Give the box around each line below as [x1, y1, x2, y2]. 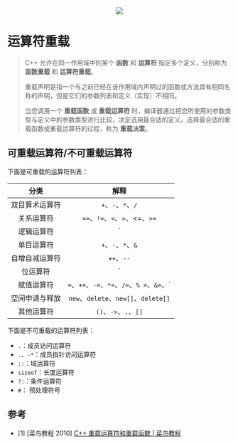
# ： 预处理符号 [17, 386, 60, 394]
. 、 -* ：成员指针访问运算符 [17, 350, 97, 359]
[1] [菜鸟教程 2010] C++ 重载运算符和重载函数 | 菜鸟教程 [17, 428, 181, 437]
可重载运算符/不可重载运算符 [7, 147, 133, 159]
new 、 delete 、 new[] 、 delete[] [68, 293, 171, 303]
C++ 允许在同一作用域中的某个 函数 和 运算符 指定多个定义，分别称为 [24, 58, 227, 67]
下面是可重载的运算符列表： [7, 167, 89, 176]
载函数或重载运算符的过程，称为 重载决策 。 [24, 124, 151, 132]
